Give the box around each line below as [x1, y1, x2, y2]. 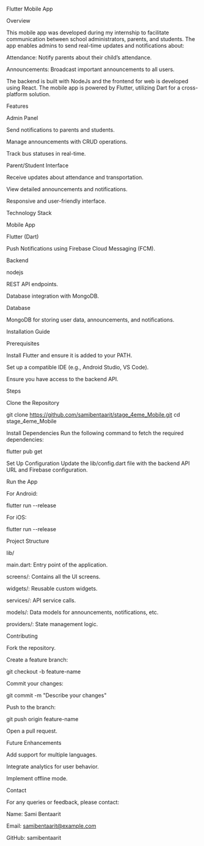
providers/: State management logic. [6, 621, 98, 627]
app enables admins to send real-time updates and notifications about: [6, 42, 184, 49]
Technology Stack [6, 210, 52, 216]
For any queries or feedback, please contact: [6, 799, 120, 806]
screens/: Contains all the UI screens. [6, 573, 101, 580]
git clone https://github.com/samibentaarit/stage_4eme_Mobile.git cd [6, 411, 180, 418]
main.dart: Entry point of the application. [6, 561, 108, 568]
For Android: [6, 490, 38, 497]
